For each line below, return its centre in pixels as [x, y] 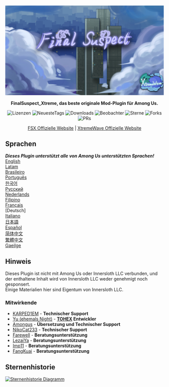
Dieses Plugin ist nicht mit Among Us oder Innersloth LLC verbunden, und [81, 273]
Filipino [13, 200]
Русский [14, 189]
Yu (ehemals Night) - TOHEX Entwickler [54, 319]
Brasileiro [15, 172]
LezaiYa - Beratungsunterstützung [49, 341]
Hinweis [18, 261]
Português [16, 178]
